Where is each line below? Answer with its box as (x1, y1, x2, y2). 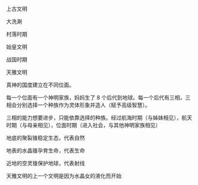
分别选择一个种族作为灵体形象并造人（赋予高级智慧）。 (16, 101, 151, 109)
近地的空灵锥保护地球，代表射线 (6, 160, 85, 166)
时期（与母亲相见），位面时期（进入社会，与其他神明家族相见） (6, 122, 161, 128)
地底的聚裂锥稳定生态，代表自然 (6, 134, 85, 141)
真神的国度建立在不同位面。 (6, 81, 75, 88)
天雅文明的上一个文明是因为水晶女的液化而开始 (6, 172, 121, 179)
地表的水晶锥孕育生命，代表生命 (6, 147, 85, 154)
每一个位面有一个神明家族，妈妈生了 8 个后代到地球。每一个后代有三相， (6, 94, 185, 101)
